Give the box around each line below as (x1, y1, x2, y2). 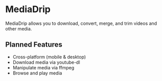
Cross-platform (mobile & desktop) (12, 54, 86, 60)
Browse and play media (12, 70, 62, 76)
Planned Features (5, 40, 63, 49)
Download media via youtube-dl (12, 59, 80, 65)
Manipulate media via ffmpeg (12, 64, 75, 70)
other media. (5, 25, 32, 31)
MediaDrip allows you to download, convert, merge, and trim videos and (5, 20, 157, 26)
